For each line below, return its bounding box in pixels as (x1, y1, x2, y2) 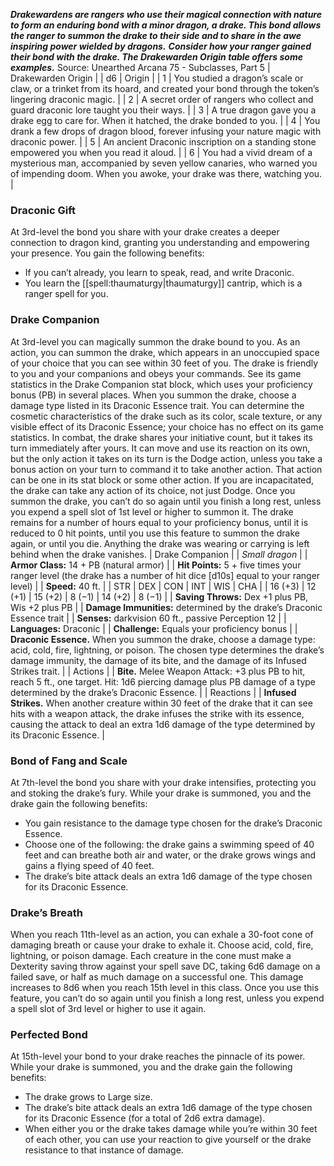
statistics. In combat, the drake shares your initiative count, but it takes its (10, 431, 313, 443)
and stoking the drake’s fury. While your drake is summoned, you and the (10, 787, 312, 799)
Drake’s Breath (10, 905, 83, 919)
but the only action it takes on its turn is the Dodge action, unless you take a (10, 452, 323, 464)
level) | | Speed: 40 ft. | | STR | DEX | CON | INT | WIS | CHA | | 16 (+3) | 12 (10, 580, 317, 592)
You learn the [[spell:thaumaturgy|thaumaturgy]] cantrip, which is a (24, 277, 303, 289)
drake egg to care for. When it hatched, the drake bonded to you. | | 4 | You (10, 115, 321, 126)
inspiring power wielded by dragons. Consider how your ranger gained (10, 40, 312, 52)
